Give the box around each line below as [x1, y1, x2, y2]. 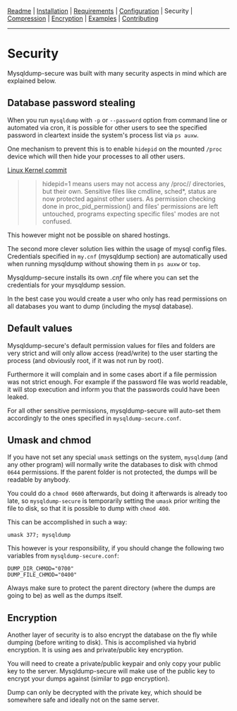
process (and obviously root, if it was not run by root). [7, 356, 164, 364]
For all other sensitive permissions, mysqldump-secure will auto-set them [7, 406, 221, 415]
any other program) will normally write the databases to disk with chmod [7, 461, 218, 469]
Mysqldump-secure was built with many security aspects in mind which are [7, 69, 227, 77]
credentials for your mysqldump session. [7, 280, 126, 289]
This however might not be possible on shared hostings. [7, 231, 171, 239]
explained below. [7, 76, 56, 85]
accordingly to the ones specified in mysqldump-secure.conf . [7, 414, 182, 422]
